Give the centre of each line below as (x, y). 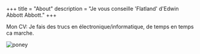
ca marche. (20, 33)
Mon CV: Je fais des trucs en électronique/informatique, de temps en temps (100, 27)
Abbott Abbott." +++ (32, 15)
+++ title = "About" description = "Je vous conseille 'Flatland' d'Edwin (92, 9)
